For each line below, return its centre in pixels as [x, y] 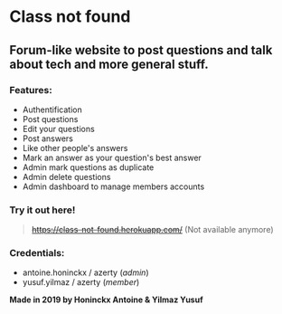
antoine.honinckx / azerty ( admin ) [85, 272]
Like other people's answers [75, 147]
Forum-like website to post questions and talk [141, 50]
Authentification [52, 109]
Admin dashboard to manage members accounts [113, 186]
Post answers [48, 138]
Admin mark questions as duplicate [88, 167]
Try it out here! [42, 210]
